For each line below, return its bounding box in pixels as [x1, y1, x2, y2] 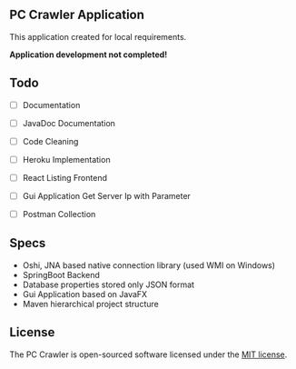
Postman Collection [22, 209, 96, 219]
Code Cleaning [22, 135, 79, 146]
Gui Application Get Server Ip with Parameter [22, 190, 191, 201]
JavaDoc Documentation [22, 117, 116, 128]
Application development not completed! [9, 49, 168, 60]
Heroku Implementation [22, 154, 111, 165]
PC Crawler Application [9, 7, 145, 23]
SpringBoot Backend [22, 269, 100, 280]
